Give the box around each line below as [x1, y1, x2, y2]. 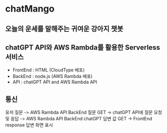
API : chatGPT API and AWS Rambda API [12, 79, 98, 85]
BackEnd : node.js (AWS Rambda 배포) [12, 73, 93, 79]
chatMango [5, 3, 55, 15]
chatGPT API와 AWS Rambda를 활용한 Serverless [5, 43, 160, 52]
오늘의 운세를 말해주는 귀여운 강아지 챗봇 [5, 24, 123, 33]
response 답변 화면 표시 [5, 122, 53, 128]
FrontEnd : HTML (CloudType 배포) [12, 67, 85, 73]
